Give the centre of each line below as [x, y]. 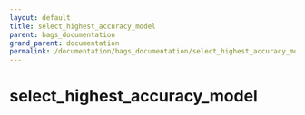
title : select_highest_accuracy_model [83, 26]
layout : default [40, 18]
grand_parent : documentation [64, 43]
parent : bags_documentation [63, 34]
